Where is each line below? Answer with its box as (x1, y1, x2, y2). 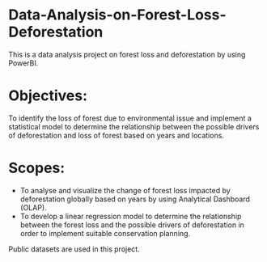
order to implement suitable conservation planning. (19, 228, 191, 238)
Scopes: (8, 159, 66, 177)
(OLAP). (19, 202, 47, 212)
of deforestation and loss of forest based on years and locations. (8, 130, 225, 140)
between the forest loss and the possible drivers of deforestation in (19, 220, 245, 230)
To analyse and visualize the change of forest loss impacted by (19, 185, 231, 195)
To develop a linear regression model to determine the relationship (19, 211, 242, 221)
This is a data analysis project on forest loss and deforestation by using (8, 49, 246, 59)
